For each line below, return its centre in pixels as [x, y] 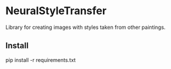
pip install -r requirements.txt [41, 60]
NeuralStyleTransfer [56, 11]
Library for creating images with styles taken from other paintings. [85, 27]
